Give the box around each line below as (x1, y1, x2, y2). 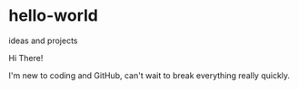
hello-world (8, 5, 99, 26)
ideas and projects (8, 35, 78, 46)
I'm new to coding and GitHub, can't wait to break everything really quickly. (8, 69, 291, 81)
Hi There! (8, 52, 44, 63)
